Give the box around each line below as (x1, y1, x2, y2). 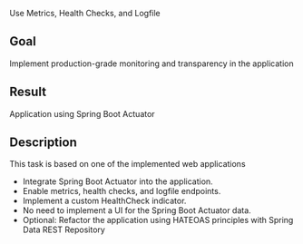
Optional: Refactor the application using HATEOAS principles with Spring (22, 215, 294, 226)
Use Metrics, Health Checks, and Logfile (9, 8, 161, 18)
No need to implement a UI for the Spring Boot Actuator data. (22, 205, 251, 216)
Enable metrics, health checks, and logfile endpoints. (22, 186, 221, 197)
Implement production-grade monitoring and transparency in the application (9, 58, 294, 69)
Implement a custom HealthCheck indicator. (22, 195, 187, 207)
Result (9, 84, 47, 100)
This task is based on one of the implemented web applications (9, 159, 247, 170)
